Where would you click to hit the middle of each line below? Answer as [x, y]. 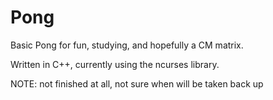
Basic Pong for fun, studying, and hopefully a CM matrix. [127, 45]
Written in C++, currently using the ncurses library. [115, 64]
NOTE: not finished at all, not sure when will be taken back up [137, 83]
